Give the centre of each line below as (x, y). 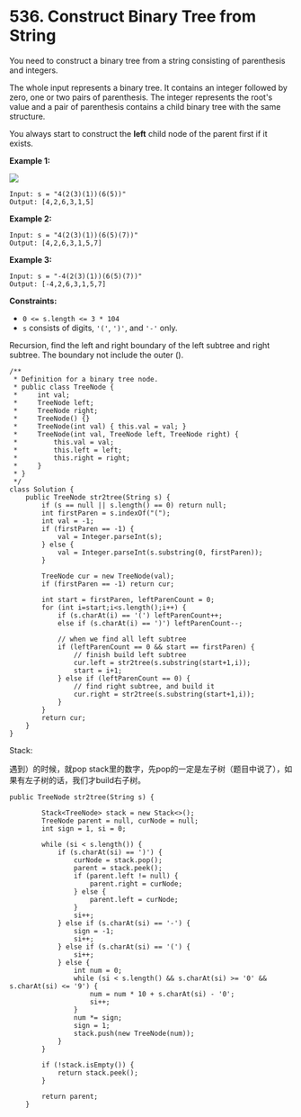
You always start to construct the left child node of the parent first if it (138, 133)
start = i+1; (98, 671)
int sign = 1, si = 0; (84, 829)
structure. (27, 116)
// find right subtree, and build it (144, 686)
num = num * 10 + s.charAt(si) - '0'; (162, 994)
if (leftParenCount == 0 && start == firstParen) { (156, 647)
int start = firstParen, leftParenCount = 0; (128, 599)
